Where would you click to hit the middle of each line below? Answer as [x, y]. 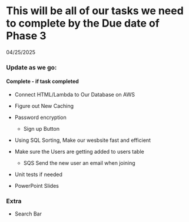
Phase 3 [26, 36]
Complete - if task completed [43, 81]
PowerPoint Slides [37, 186]
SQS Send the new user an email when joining [79, 163]
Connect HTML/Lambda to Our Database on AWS [75, 95]
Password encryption [40, 117]
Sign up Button [42, 129]
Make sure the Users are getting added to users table [79, 152]
